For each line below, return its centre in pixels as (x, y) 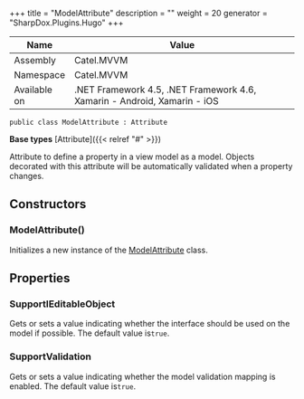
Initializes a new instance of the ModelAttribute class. (109, 250)
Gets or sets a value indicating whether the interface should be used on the (150, 324)
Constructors (48, 204)
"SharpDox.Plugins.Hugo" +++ (66, 23)
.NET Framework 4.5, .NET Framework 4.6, (165, 90)
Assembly (35, 60)
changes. (27, 176)
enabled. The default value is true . (73, 386)
